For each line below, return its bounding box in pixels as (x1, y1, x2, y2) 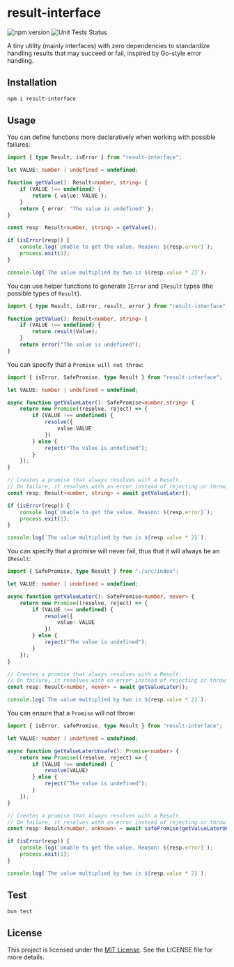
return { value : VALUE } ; (32, 192, 108, 199)
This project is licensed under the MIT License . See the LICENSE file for (7, 945, 213, 954)
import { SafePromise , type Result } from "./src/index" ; (7, 568, 179, 575)
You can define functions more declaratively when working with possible (7, 133, 216, 141)
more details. (7, 953, 45, 961)
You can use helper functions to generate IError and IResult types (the (7, 282, 214, 290)
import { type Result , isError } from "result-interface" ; (7, 154, 182, 161)
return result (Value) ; (32, 328, 98, 335)
